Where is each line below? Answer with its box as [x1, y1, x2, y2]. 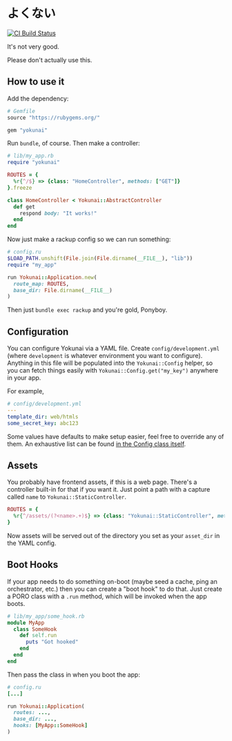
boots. [7, 599, 26, 607]
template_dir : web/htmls [7, 413, 79, 420]
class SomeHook [13, 625, 57, 633]
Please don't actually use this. [7, 55, 93, 64]
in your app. [7, 374, 41, 382]
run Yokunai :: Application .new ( [7, 274, 97, 280]
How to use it [7, 76, 65, 88]
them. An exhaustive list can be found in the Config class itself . [7, 440, 186, 448]
